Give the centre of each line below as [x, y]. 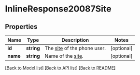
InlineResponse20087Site [58, 9]
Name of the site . [64, 56]
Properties [21, 27]
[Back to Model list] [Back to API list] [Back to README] [60, 68]
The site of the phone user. [75, 48]
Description [75, 40]
